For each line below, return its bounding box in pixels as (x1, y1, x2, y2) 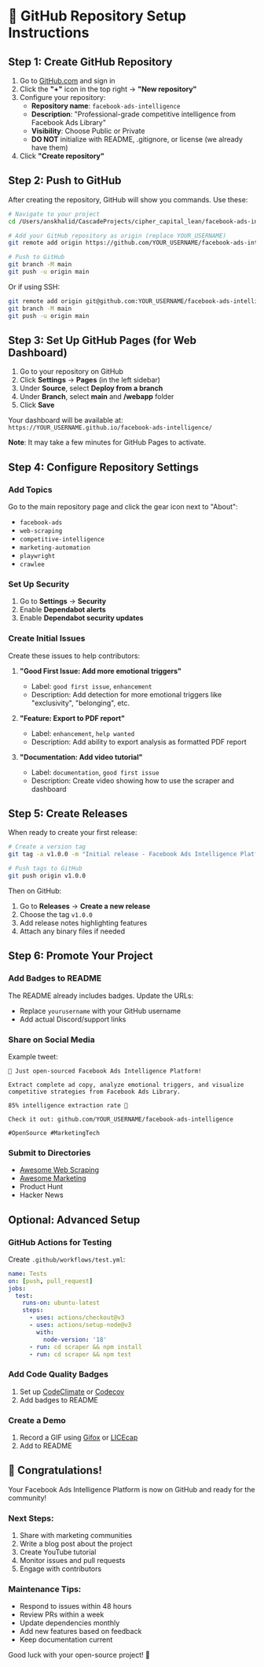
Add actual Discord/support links (19, 1015, 126, 1024)
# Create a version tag (8, 843, 86, 851)
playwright (19, 553, 56, 560)
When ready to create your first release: (8, 828, 137, 837)
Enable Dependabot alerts (19, 605, 106, 615)
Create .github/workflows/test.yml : (8, 1255, 126, 1264)
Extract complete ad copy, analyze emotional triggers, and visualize (8, 1081, 244, 1089)
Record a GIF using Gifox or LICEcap (19, 1432, 138, 1443)
